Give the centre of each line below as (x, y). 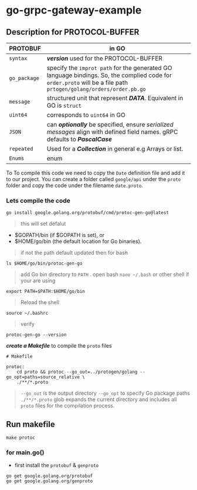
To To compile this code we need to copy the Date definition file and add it (96, 173)
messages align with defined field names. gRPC (112, 132)
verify (28, 324)
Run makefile (30, 424)
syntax (18, 59)
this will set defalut (43, 224)
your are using (38, 281)
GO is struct (64, 105)
